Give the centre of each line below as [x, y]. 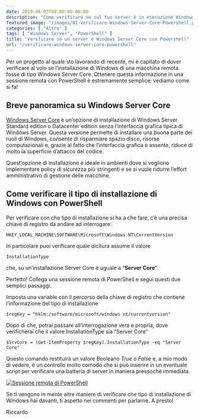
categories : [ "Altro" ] [37, 28]
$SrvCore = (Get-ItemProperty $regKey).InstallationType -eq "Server [94, 342]
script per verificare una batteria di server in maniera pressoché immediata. [98, 371]
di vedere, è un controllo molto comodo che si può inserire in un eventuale [97, 365]
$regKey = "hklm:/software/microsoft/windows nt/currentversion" [88, 314]
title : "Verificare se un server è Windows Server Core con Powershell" [98, 39]
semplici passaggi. [29, 285]
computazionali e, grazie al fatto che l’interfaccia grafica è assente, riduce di [99, 145]
